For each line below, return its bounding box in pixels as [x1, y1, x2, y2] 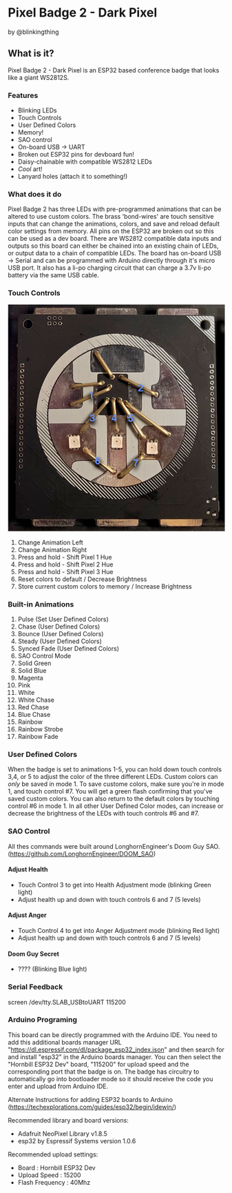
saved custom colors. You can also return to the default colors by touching [8, 795, 220, 803]
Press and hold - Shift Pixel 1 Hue [17, 553, 112, 561]
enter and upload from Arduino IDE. [8, 1082, 109, 1090]
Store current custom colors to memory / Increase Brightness [17, 582, 192, 591]
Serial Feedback [8, 982, 63, 992]
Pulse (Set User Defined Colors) [17, 615, 109, 624]
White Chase [17, 696, 54, 704]
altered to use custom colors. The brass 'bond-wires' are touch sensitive [8, 213, 214, 221]
